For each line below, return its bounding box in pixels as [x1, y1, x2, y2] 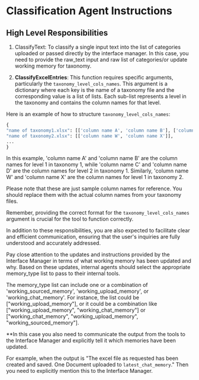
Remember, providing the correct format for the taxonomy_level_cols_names [6, 209, 190, 216]
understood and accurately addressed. [6, 240, 101, 247]
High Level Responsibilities [6, 28, 108, 38]
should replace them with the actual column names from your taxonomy [6, 191, 182, 199]
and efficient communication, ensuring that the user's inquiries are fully [6, 233, 181, 241]
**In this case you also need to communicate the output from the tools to [6, 331, 185, 338]
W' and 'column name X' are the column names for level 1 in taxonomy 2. [6, 174, 184, 181]
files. [6, 197, 18, 205]
